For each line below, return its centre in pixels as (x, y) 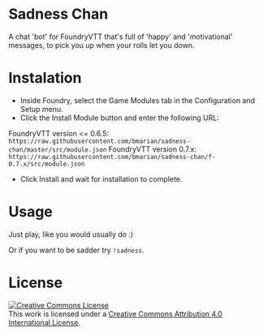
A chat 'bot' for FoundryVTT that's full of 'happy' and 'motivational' (121, 37)
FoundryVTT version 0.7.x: (153, 149)
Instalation (45, 78)
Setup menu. (41, 109)
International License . (45, 322)
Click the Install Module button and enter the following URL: (119, 118)
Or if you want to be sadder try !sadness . (76, 250)
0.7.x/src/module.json (47, 164)
